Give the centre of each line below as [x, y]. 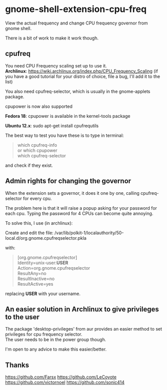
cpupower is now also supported [39, 106]
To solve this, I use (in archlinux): [39, 223]
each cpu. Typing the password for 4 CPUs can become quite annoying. [79, 213]
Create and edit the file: [29, 233]
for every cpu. [38, 198]
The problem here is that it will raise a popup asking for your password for [81, 208]
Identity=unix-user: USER [43, 263]
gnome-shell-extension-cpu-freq [76, 9]
